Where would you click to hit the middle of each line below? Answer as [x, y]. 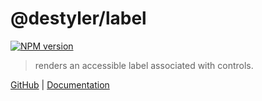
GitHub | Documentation [60, 84]
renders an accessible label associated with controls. [144, 65]
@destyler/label [78, 18]
